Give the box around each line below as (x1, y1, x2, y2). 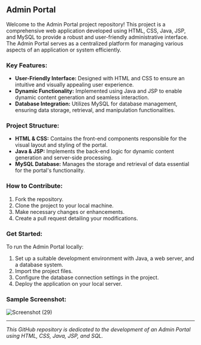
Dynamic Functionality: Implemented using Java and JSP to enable (14, 87, 182, 95)
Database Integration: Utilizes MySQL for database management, (14, 100, 178, 107)
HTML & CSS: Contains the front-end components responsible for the (14, 135, 187, 143)
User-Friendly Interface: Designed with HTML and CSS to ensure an (14, 75, 185, 82)
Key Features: (6, 61, 48, 69)
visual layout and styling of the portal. (14, 141, 108, 149)
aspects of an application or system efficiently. (6, 46, 121, 53)
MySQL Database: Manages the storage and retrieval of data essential (14, 161, 190, 168)
